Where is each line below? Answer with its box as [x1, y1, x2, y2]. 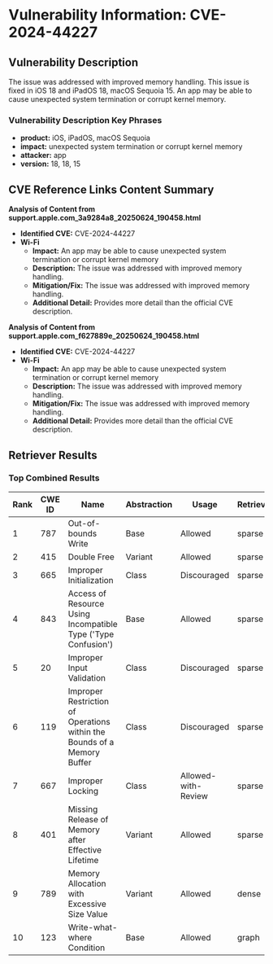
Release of [67, 813, 109, 825]
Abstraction [125, 498, 173, 510]
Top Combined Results [8, 472, 100, 484]
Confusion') [67, 638, 114, 650]
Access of [67, 588, 107, 599]
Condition [67, 942, 106, 953]
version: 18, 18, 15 [19, 159, 81, 169]
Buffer [67, 756, 92, 768]
